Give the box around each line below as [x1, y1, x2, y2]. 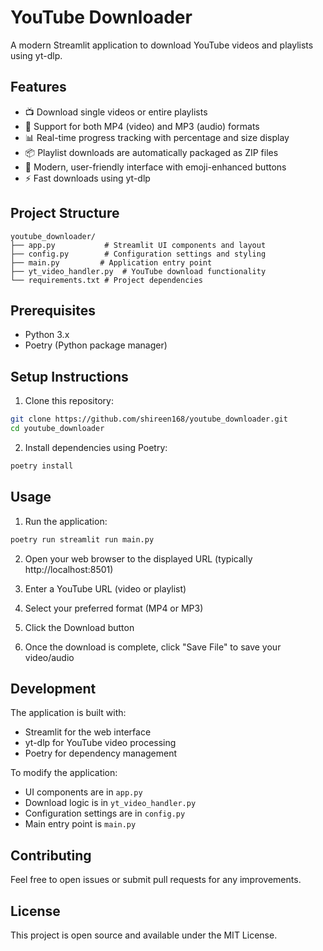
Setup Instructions [10, 368, 129, 385]
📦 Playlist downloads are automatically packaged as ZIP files [24, 146, 279, 158]
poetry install [10, 461, 74, 471]
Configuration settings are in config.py [24, 807, 186, 820]
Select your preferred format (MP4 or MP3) [24, 602, 204, 614]
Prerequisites [10, 302, 96, 319]
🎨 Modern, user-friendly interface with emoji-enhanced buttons [24, 161, 287, 173]
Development [10, 680, 97, 697]
